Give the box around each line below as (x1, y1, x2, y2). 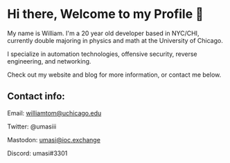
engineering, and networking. (7, 57, 91, 65)
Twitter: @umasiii (7, 122, 57, 131)
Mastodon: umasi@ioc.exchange (7, 135, 100, 144)
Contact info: (7, 90, 66, 102)
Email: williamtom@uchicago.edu (7, 108, 102, 117)
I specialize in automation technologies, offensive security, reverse (7, 50, 197, 58)
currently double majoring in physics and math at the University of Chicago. (7, 36, 223, 44)
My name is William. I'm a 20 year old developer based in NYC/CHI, (7, 29, 200, 37)
